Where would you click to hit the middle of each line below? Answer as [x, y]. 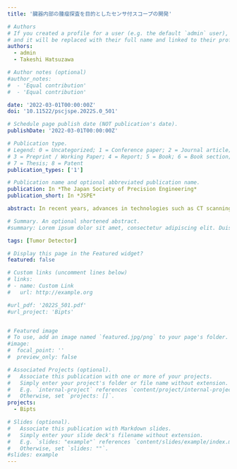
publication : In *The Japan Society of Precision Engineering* [102, 189]
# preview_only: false [42, 357]
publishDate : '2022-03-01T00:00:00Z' [63, 131]
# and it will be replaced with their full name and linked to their [112, 40]
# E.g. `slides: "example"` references [69, 442]
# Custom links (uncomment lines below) [68, 273]
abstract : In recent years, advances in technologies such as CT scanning [120, 209]
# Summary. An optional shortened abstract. [74, 221]
